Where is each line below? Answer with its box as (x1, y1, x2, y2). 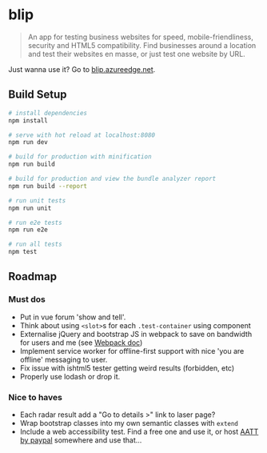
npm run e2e (8, 226, 48, 234)
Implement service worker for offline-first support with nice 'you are (19, 346, 245, 355)
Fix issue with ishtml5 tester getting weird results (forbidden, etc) (19, 363, 235, 373)
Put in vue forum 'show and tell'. (19, 312, 126, 322)
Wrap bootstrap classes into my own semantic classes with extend (19, 418, 238, 427)
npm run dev (8, 138, 48, 146)
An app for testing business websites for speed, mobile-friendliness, (27, 32, 254, 42)
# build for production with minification (8, 153, 152, 161)
